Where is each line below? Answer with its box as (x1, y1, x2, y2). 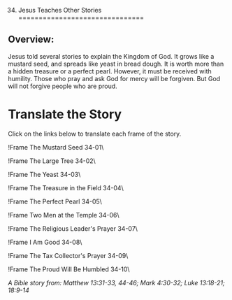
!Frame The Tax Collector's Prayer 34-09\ (8, 251, 129, 259)
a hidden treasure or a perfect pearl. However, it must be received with (8, 66, 212, 76)
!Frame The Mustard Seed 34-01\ (8, 143, 104, 151)
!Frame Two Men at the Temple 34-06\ (8, 210, 119, 219)
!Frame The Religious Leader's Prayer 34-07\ (8, 224, 138, 233)
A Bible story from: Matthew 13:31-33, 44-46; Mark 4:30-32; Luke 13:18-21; (8, 278, 226, 287)
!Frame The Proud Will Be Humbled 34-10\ (8, 265, 130, 273)
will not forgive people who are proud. (8, 82, 117, 90)
